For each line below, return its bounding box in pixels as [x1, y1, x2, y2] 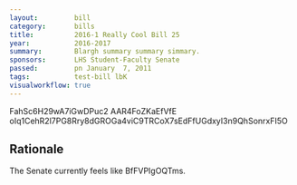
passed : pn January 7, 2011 [9, 64, 152, 73]
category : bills [9, 22, 95, 31]
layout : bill [9, 13, 91, 23]
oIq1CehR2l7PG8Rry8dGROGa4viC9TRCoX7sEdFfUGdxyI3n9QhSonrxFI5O [9, 115, 288, 126]
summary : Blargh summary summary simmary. [9, 47, 201, 56]
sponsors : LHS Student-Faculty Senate [9, 55, 180, 64]
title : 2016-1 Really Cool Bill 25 [9, 30, 180, 39]
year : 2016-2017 [9, 38, 111, 48]
